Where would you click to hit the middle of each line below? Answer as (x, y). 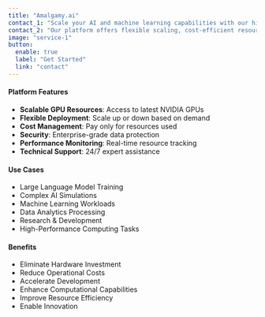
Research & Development (61, 221)
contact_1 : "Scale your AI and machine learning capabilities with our (128, 23)
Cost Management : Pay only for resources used (98, 126)
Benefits (22, 247)
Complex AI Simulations (58, 196)
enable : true (37, 52)
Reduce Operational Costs (62, 273)
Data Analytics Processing (62, 212)
